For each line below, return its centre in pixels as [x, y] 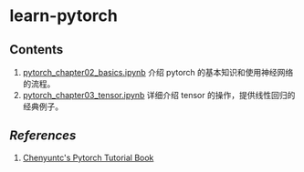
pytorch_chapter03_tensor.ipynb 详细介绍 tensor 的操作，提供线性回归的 [159, 95]
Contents [37, 50]
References [43, 136]
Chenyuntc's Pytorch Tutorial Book [88, 157]
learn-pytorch [64, 16]
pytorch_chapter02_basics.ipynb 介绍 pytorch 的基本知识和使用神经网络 [158, 72]
